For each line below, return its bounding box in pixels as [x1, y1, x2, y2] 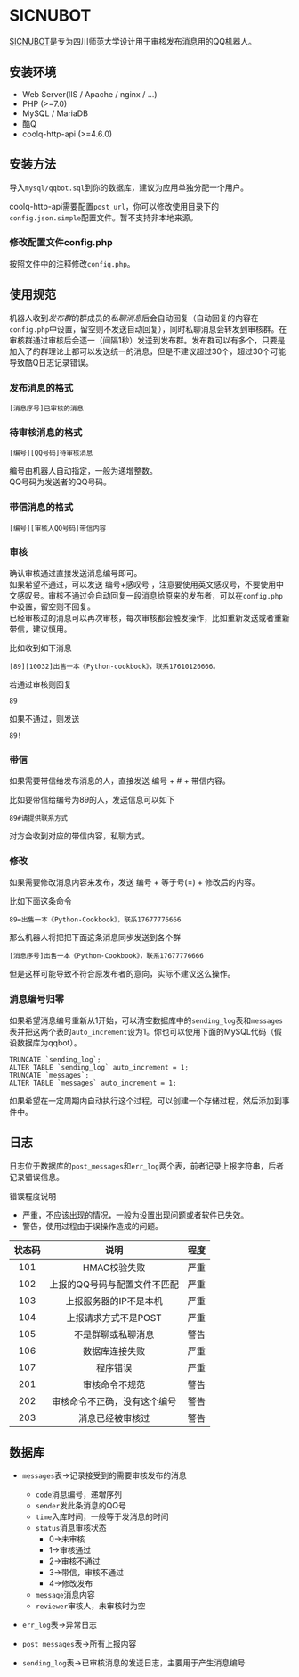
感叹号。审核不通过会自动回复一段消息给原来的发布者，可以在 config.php [16, 590, 283, 600]
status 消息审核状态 [35, 1523, 107, 1533]
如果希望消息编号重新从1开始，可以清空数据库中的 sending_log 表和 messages [9, 1014, 283, 1026]
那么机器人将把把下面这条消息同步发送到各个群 [9, 932, 181, 943]
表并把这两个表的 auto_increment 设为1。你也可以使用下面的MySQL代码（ [9, 1026, 275, 1037]
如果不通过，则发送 [9, 713, 80, 723]
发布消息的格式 [9, 381, 74, 393]
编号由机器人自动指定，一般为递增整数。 [9, 466, 158, 476]
